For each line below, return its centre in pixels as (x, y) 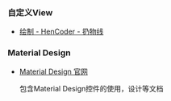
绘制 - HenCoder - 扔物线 (61, 32)
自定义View (30, 12)
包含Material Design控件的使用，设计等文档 (91, 88)
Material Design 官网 (53, 71)
